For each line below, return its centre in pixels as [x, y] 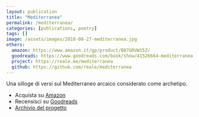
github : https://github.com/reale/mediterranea [72, 67]
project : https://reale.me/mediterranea [62, 61]
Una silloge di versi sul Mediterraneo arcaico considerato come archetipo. [97, 84]
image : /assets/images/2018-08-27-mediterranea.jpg [71, 39]
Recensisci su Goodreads [46, 102]
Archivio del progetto [41, 108]
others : [16, 45]
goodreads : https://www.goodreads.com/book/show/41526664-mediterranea [102, 56]
